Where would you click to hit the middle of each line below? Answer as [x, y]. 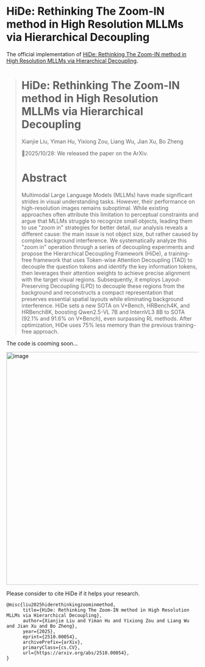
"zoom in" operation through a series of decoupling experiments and [108, 247]
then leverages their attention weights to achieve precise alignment [106, 273]
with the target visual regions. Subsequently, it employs [91, 279]
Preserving [35, 286]
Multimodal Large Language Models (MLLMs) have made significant [107, 195]
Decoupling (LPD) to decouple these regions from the [117, 286]
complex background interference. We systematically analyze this [104, 240]
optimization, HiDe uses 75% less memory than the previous [97, 325]
